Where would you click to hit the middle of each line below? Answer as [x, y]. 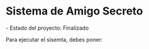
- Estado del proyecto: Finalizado [47, 28]
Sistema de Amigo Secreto [74, 11]
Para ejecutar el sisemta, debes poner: [54, 39]
